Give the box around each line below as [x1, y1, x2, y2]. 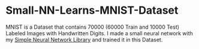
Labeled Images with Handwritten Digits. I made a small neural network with [5, 29, 193, 36]
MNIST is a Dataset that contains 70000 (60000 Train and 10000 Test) [5, 23, 180, 30]
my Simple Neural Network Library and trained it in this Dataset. [5, 36, 163, 43]
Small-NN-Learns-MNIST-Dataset [5, 4, 179, 17]
